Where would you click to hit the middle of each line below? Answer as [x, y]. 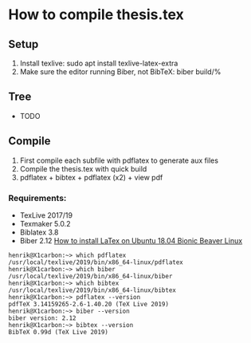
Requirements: [37, 198]
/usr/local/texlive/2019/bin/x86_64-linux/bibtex [92, 290]
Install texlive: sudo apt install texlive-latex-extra [99, 63]
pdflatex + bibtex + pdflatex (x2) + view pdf [91, 177]
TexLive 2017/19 [46, 215]
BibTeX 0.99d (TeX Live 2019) [59, 332]
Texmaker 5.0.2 [45, 223]
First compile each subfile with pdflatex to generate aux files [119, 160]
